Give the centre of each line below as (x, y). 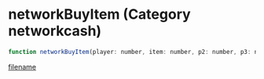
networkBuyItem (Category (99, 14)
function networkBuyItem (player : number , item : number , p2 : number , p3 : (130, 52)
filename (22, 66)
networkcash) (55, 31)
